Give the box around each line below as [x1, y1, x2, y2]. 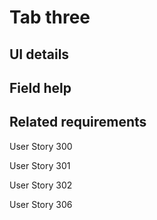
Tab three [9, 6, 91, 29]
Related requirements [9, 114, 147, 131]
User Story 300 [9, 140, 73, 152]
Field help [9, 79, 72, 96]
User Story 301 [9, 159, 71, 171]
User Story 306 [9, 198, 73, 210]
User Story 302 [9, 179, 73, 191]
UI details [9, 46, 70, 63]
